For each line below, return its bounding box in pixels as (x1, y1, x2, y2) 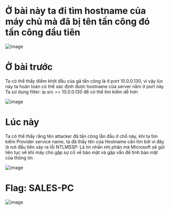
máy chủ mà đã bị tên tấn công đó (5, 16, 150, 27)
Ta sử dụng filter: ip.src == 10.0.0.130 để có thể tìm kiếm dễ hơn (5, 89, 138, 95)
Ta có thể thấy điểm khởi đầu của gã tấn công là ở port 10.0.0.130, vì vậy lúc (5, 78, 163, 84)
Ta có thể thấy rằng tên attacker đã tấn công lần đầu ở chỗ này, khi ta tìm (5, 133, 158, 139)
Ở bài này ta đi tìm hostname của (5, 5, 146, 17)
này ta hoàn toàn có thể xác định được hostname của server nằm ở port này (5, 83, 164, 89)
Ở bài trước (5, 61, 53, 73)
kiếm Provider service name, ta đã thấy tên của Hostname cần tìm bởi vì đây (5, 138, 164, 145)
